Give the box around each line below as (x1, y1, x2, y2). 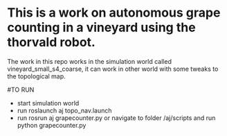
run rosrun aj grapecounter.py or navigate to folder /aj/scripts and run (17, 113, 216, 122)
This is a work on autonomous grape (7, 5, 221, 21)
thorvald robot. (7, 35, 96, 50)
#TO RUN (7, 85, 35, 94)
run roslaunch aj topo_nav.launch (17, 106, 112, 114)
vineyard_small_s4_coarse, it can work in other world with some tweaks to (7, 65, 219, 73)
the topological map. (7, 71, 66, 80)
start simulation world (17, 99, 80, 107)
